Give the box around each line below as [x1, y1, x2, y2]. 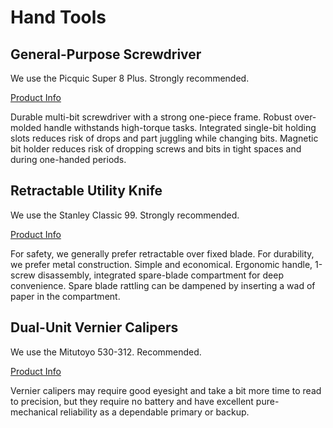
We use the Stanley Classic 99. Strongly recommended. [10, 209, 240, 221]
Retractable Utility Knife [10, 182, 163, 200]
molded [10, 122, 42, 133]
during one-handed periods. [10, 154, 127, 165]
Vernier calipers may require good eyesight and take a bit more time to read [10, 384, 322, 396]
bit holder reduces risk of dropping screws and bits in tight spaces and [10, 143, 302, 155]
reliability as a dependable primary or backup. [59, 406, 250, 418]
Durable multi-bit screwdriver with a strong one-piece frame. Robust [10, 111, 293, 123]
